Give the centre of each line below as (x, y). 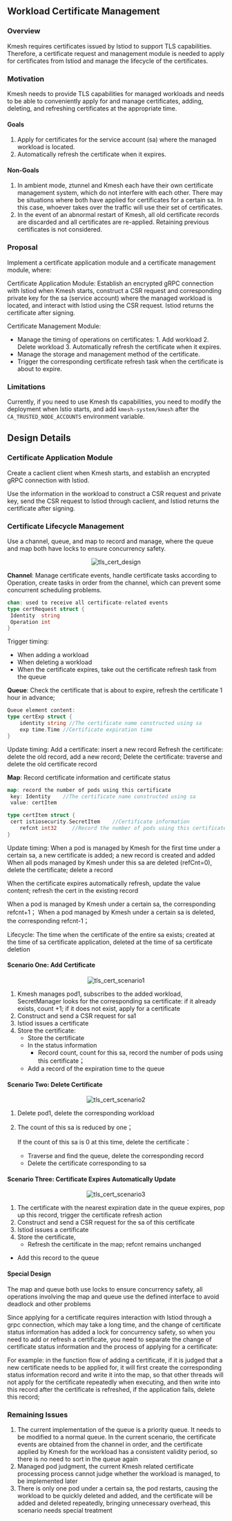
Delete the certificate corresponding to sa (87, 1163)
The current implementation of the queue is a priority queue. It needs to (119, 1429)
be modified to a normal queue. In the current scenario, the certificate (116, 1437)
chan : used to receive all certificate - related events (88, 603)
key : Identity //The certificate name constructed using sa (103, 796)
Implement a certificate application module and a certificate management (112, 263)
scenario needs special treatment (65, 1510)
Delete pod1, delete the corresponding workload (86, 1113)
